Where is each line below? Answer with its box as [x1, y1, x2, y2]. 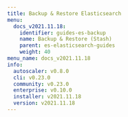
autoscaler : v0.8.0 [13, 67, 70, 74]
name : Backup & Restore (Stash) [19, 36, 112, 43]
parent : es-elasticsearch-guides [19, 42, 116, 49]
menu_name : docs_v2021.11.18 [7, 55, 91, 62]
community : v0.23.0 [13, 81, 70, 87]
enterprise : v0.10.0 [13, 87, 72, 94]
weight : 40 [19, 49, 51, 56]
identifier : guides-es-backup [19, 29, 107, 36]
